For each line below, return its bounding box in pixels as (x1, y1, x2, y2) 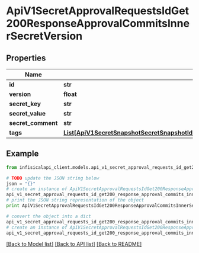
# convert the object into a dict (6, 213, 92, 219)
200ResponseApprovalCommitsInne (6, 17, 190, 30)
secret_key (9, 100, 41, 108)
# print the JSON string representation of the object (6, 197, 145, 203)
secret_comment (9, 119, 58, 127)
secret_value (9, 110, 46, 117)
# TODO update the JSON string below (6, 175, 99, 181)
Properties (6, 53, 46, 63)
